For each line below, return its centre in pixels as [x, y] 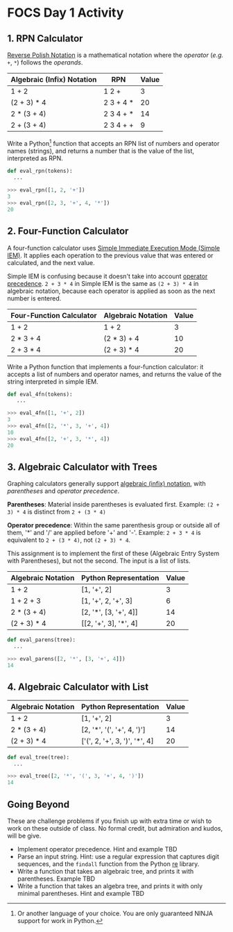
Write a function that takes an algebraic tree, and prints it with [105, 872]
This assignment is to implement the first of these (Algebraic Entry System [113, 554]
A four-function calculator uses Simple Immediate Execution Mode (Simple [114, 248]
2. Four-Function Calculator [68, 231]
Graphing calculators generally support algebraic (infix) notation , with [106, 484]
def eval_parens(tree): [42, 640]
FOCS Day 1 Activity [66, 13]
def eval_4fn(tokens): [40, 394]
